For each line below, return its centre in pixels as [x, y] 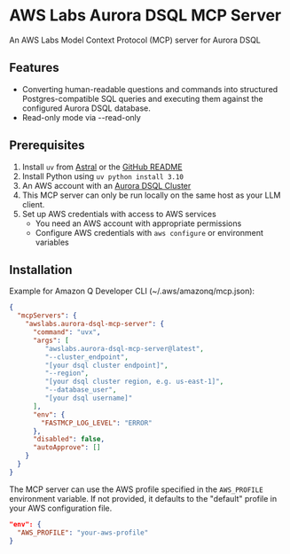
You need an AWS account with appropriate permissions [138, 223]
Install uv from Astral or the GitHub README [102, 167]
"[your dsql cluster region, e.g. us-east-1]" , [134, 382]
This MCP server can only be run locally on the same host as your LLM [151, 195]
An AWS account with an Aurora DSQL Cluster [106, 185]
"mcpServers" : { [47, 316]
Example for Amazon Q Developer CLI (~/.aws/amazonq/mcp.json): [132, 291]
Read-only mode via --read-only [82, 117]
